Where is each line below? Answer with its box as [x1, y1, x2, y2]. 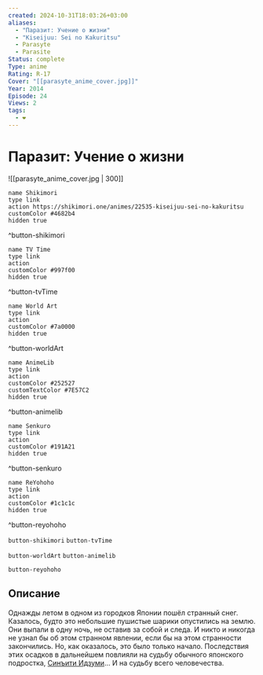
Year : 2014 [8, 84, 44, 93]
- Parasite [15, 48, 51, 56]
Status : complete [8, 56, 65, 64]
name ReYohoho [8, 478, 55, 486]
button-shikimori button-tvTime [8, 537, 112, 544]
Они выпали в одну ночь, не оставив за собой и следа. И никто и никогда [8, 625, 255, 634]
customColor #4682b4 [8, 209, 76, 217]
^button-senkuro [8, 463, 62, 473]
